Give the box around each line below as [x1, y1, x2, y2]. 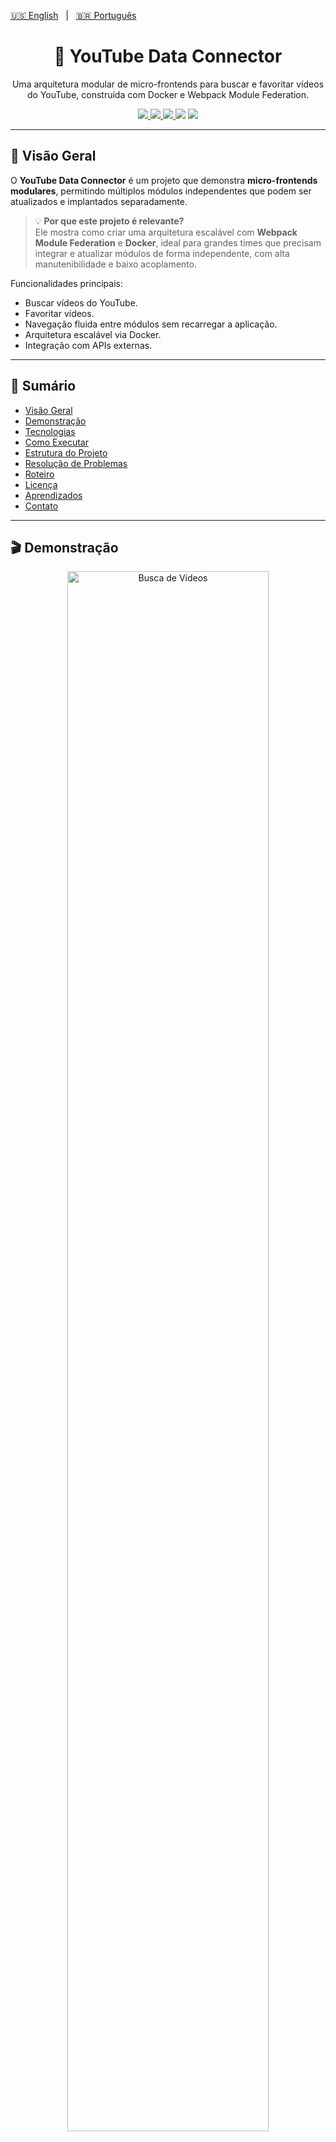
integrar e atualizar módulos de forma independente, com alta [34, 247, 290, 259]
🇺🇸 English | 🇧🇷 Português [10, 10, 137, 21]
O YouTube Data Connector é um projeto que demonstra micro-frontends [10, 174, 318, 186]
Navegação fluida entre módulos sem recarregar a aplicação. [24, 318, 278, 330]
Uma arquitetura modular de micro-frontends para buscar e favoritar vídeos [11, 78, 325, 90]
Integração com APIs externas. [24, 339, 153, 351]
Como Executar [24, 436, 89, 448]
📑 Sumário [10, 378, 77, 395]
